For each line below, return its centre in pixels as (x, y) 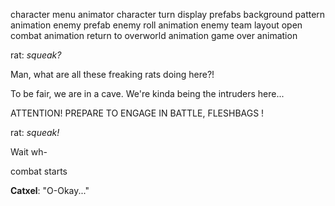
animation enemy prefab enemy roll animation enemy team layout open (156, 25)
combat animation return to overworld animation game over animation (154, 35)
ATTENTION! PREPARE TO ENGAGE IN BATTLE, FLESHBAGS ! (137, 113)
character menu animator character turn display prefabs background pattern (168, 14)
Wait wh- (29, 152)
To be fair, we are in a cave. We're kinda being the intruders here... (147, 93)
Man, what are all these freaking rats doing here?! (112, 74)
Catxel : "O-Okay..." (50, 190)
